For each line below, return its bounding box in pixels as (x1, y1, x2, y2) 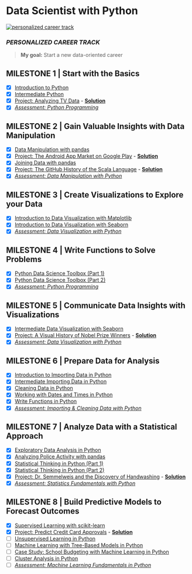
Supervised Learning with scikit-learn (14, 522, 105, 529)
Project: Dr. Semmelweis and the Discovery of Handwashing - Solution (14, 473, 186, 480)
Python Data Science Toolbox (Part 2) (14, 277, 106, 284)
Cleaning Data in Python (14, 385, 73, 392)
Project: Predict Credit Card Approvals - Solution (14, 528, 133, 535)
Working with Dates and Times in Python (14, 391, 113, 398)
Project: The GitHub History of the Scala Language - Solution (14, 166, 163, 173)
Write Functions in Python (14, 398, 77, 405)
